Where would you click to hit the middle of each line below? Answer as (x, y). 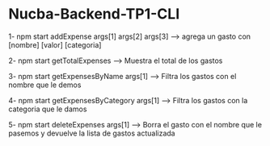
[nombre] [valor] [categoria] (55, 44)
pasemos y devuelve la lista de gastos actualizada (92, 133)
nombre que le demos (45, 85)
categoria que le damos (48, 109)
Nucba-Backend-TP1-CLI (94, 14)
